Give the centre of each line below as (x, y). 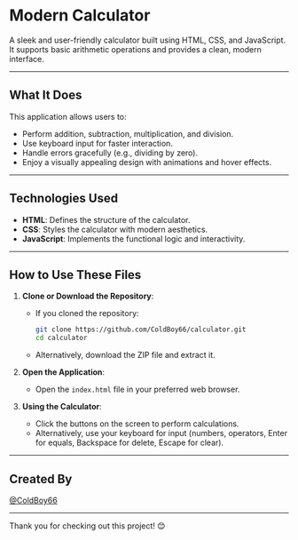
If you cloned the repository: (87, 314)
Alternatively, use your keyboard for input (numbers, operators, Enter (161, 433)
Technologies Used (63, 199)
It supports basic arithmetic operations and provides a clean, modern (135, 49)
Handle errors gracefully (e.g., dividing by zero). (110, 153)
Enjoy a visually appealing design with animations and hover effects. (147, 162)
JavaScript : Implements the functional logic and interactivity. (133, 238)
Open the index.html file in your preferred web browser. (137, 389)
